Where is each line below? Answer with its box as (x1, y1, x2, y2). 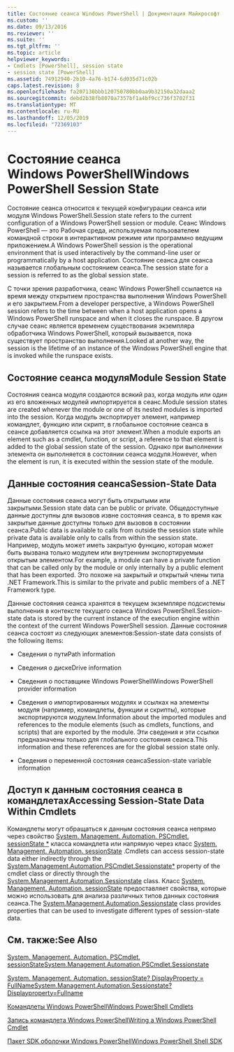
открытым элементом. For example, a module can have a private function (7, 556, 221, 565)
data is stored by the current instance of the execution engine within (23, 614, 220, 623)
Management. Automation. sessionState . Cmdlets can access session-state (7, 847, 225, 855)
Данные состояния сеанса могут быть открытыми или (7, 497, 170, 505)
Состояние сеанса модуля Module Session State (7, 372, 227, 384)
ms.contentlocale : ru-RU (7, 108, 80, 115)
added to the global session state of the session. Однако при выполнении (7, 443, 222, 451)
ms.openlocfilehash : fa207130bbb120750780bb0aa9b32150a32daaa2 (7, 88, 196, 95)
